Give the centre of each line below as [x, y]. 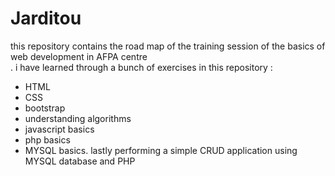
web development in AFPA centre [79, 56]
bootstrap [45, 108]
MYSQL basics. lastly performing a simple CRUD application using [161, 150]
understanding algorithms [78, 118]
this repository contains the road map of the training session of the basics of [168, 46]
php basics [47, 139]
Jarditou [46, 18]
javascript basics [59, 129]
